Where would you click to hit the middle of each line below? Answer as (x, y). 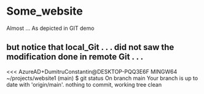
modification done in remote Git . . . (75, 57)
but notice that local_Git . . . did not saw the (90, 47)
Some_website (45, 11)
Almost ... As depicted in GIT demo (50, 28)
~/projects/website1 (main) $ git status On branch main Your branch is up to (102, 78)
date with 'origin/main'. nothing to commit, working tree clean (84, 84)
